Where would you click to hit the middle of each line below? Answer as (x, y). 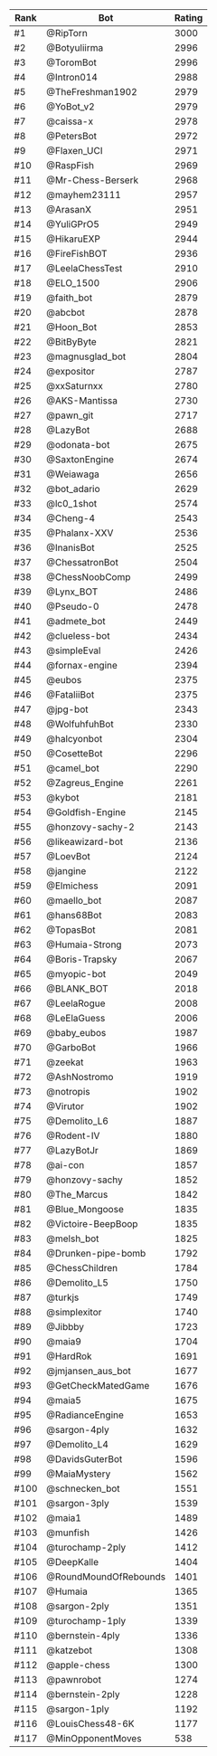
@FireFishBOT (77, 254)
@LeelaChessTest (85, 268)
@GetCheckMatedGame (98, 1386)
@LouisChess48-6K (90, 1724)
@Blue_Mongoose (85, 1209)
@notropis (68, 1092)
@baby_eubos (76, 1033)
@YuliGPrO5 (73, 224)
